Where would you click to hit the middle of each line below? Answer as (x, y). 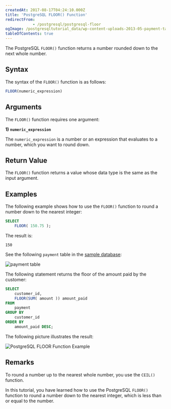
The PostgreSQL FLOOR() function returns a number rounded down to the (82, 48)
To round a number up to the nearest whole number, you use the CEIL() (80, 374)
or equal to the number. (30, 401)
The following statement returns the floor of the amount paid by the (76, 274)
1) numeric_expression (28, 129)
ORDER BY (15, 322)
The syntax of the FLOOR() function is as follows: (56, 81)
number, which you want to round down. (48, 144)
